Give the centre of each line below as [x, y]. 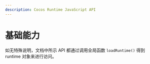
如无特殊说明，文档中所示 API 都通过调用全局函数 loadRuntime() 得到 [75, 50]
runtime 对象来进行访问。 [31, 56]
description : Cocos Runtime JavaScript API [51, 10]
